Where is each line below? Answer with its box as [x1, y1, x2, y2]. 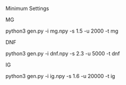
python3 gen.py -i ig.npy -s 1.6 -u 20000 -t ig [5, 73, 115, 79]
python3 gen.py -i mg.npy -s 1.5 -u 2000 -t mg [5, 27, 118, 34]
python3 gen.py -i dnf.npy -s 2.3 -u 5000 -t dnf [5, 50, 120, 57]
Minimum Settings [5, 5, 49, 12]
